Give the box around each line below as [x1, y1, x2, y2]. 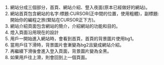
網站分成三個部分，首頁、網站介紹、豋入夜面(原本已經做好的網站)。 [10, 4, 150, 10]
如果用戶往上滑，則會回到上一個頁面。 [10, 54, 90, 60]
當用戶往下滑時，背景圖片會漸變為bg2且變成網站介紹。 [10, 42, 124, 47]
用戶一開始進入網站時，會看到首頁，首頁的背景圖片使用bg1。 [10, 35, 137, 41]
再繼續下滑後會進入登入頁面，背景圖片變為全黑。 [10, 48, 112, 54]
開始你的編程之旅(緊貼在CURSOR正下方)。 [10, 17, 98, 22]
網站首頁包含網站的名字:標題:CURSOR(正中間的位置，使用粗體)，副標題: [10, 10, 159, 16]
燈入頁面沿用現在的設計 [10, 29, 59, 35]
